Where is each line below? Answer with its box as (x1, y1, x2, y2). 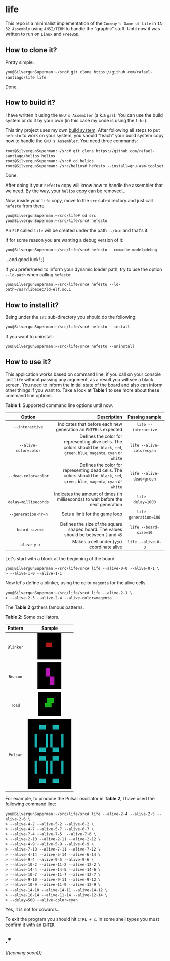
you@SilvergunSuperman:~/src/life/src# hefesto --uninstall (5, 344, 135, 349)
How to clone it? (5, 46, 57, 54)
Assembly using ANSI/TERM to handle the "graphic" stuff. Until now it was (12, 25, 160, 31)
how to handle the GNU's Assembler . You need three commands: (5, 138, 138, 144)
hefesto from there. (5, 203, 46, 209)
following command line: (5, 801, 57, 807)
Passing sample (127, 414, 162, 420)
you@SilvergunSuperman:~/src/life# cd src (5, 213, 96, 218)
